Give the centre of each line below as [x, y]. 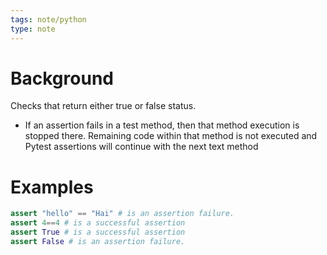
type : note [33, 29]
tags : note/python [48, 19]
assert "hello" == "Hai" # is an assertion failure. [122, 214]
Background [62, 78]
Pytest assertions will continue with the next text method [141, 147]
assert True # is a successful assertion [98, 232]
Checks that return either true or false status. [103, 106]
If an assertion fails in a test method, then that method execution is [162, 125]
